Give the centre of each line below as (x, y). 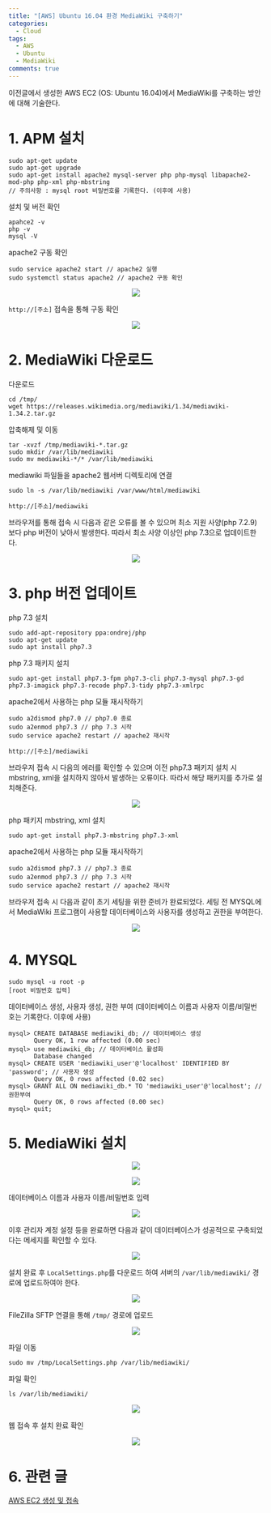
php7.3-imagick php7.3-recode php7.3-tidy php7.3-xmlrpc (106, 686)
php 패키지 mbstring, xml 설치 (57, 820)
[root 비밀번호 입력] (40, 990)
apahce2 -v (27, 222)
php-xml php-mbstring (74, 182)
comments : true (34, 69)
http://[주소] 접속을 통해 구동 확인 (64, 309)
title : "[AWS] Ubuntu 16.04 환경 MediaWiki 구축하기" (96, 16)
